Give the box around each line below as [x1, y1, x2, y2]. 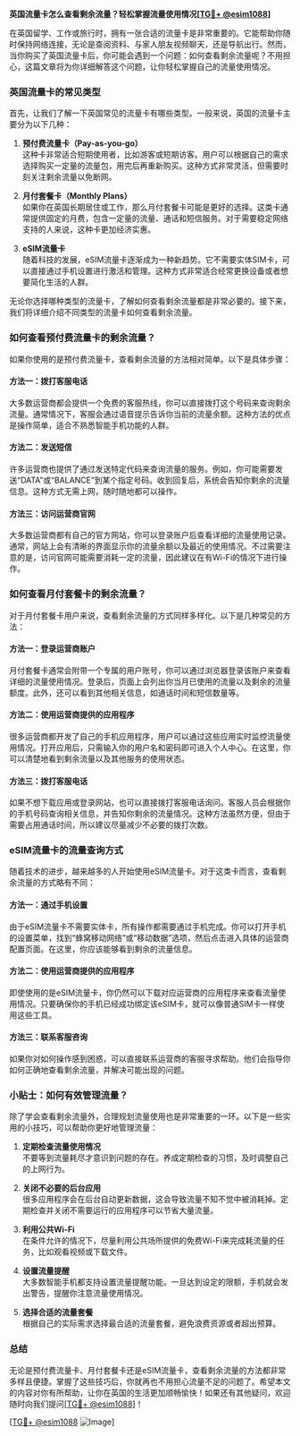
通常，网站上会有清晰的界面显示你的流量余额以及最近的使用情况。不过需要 [9, 541, 283, 551]
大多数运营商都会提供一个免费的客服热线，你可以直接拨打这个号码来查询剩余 [9, 397, 291, 408]
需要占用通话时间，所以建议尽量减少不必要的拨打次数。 [9, 819, 212, 831]
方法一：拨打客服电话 [9, 376, 87, 387]
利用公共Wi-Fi [21, 1224, 75, 1235]
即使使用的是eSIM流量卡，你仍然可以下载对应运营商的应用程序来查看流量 [9, 987, 279, 997]
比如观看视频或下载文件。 [37, 1246, 132, 1257]
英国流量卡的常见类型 [9, 85, 101, 98]
